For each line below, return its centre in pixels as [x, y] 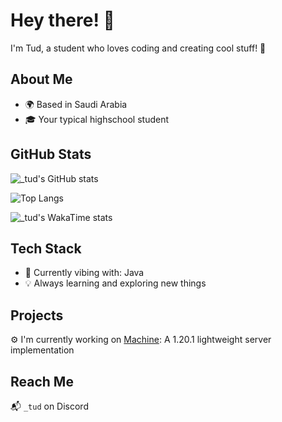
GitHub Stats [51, 154]
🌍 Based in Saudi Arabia [76, 104]
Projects [37, 315]
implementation [42, 350]
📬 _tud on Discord [49, 406]
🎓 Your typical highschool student [97, 119]
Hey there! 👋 [62, 20]
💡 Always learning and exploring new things [115, 283]
